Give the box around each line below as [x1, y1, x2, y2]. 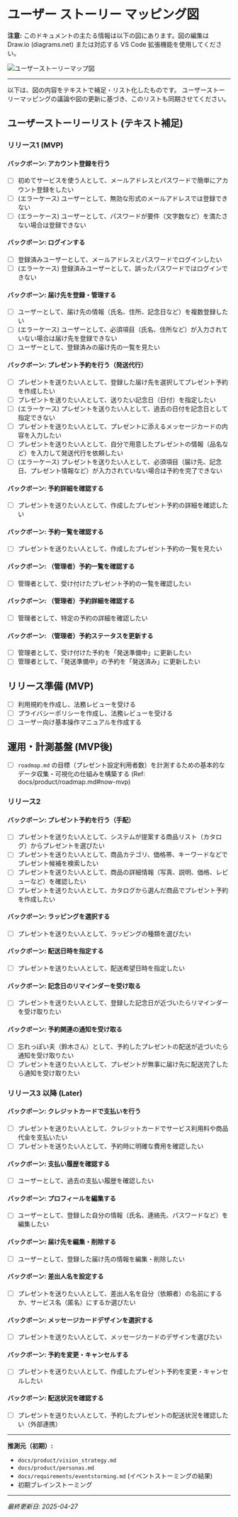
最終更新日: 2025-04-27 [7, 1502, 78, 1511]
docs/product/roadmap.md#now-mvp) [17, 778, 131, 786]
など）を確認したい [30, 877, 86, 885]
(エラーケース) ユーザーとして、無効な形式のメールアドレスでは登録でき [17, 194, 228, 203]
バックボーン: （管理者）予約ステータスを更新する [7, 631, 154, 640]
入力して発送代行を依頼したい [36, 448, 124, 457]
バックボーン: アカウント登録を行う [7, 159, 110, 167]
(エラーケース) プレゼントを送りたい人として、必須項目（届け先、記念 [17, 458, 222, 466]
